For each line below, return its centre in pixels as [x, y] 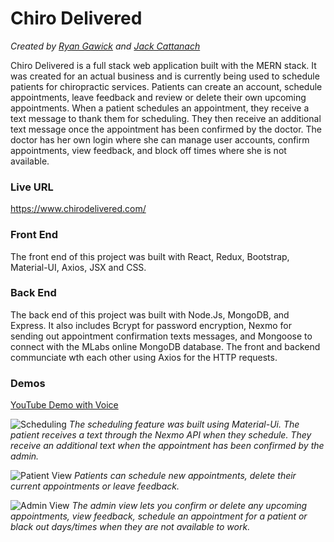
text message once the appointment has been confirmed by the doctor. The [166, 129]
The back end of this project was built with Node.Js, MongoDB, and [150, 314]
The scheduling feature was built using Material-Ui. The [184, 424]
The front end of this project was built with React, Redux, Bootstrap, [150, 256]
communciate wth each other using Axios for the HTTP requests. [144, 357]
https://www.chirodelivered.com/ [78, 209]
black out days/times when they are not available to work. [130, 527]
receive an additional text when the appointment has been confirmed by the [167, 446]
